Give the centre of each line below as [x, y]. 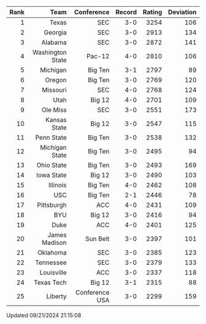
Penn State [51, 137]
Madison [55, 243]
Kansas [56, 120]
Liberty [57, 296]
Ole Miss [55, 110]
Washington [50, 52]
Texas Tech [50, 283]
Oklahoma [52, 253]
